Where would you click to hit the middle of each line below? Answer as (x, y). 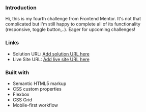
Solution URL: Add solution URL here (51, 54)
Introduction (21, 8)
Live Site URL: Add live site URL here (51, 59)
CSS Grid (22, 100)
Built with (17, 72)
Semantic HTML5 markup (39, 83)
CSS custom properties (37, 89)
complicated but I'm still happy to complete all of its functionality (73, 24)
